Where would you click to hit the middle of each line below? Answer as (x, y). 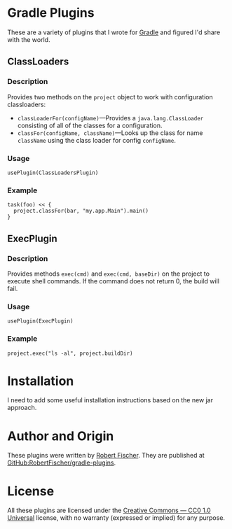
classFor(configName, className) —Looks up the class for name (110, 133)
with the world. (29, 39)
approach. (22, 408)
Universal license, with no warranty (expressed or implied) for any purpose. (116, 518)
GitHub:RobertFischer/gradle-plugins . (62, 463)
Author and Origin (61, 436)
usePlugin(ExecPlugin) (40, 321)
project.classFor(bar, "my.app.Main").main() (81, 211)
